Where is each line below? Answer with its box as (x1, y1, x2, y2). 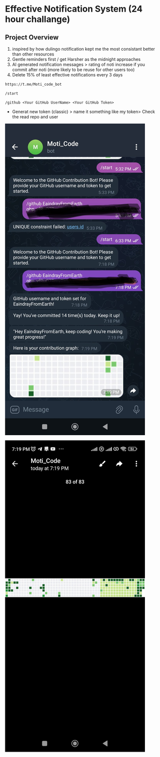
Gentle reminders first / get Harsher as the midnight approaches (12, 56, 141, 62)
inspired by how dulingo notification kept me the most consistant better (12, 46, 155, 52)
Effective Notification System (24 (5, 3, 142, 15)
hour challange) (5, 14, 71, 25)
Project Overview (5, 33, 59, 41)
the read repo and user (12, 114, 58, 120)
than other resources (12, 51, 54, 57)
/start (5, 91, 18, 96)
